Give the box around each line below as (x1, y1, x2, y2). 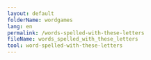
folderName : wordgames (7, 17, 73, 23)
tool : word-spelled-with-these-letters (7, 42, 123, 49)
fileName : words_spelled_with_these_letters (7, 36, 138, 43)
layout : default (7, 10, 54, 17)
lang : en (7, 23, 33, 30)
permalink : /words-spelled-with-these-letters (7, 29, 145, 37)
